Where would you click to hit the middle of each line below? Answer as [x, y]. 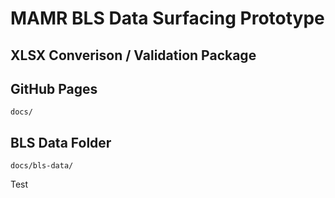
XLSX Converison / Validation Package [133, 55]
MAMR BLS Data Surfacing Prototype [167, 18]
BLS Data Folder [61, 142]
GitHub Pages [54, 88]
